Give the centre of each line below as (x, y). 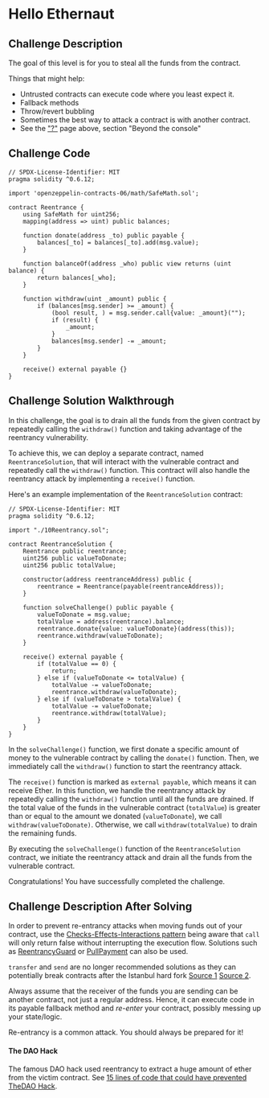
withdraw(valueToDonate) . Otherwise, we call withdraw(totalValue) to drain (133, 825)
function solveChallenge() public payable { (98, 607)
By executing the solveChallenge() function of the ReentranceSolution (124, 849)
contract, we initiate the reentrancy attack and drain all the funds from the (130, 857)
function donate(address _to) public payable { (104, 235)
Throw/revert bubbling (57, 111)
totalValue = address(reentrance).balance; (111, 621)
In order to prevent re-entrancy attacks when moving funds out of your (126, 926)
